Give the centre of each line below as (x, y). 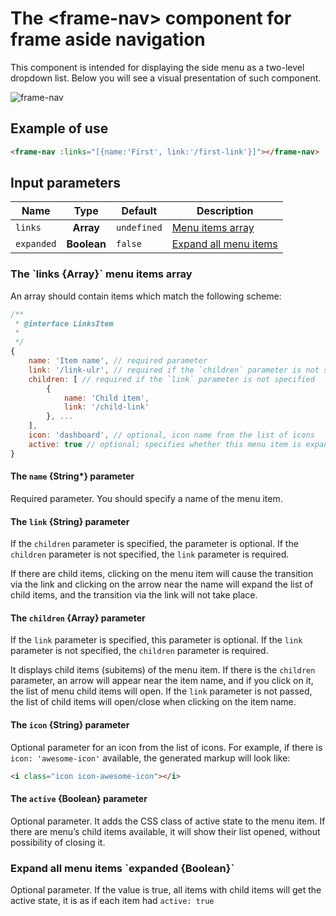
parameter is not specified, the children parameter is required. (139, 651)
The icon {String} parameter (70, 724)
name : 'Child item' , (106, 398)
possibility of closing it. (58, 842)
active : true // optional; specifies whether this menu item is (165, 444)
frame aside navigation (108, 39)
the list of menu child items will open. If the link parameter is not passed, (161, 691)
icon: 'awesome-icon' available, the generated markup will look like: (150, 758)
